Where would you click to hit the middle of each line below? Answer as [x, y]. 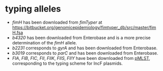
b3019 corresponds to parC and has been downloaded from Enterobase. [85, 53]
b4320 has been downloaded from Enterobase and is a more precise [81, 38]
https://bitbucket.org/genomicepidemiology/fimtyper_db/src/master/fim [84, 27]
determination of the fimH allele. [44, 43]
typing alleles [33, 9]
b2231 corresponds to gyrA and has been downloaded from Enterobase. [85, 48]
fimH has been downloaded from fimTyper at [57, 22]
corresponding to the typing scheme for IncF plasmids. [67, 63]
